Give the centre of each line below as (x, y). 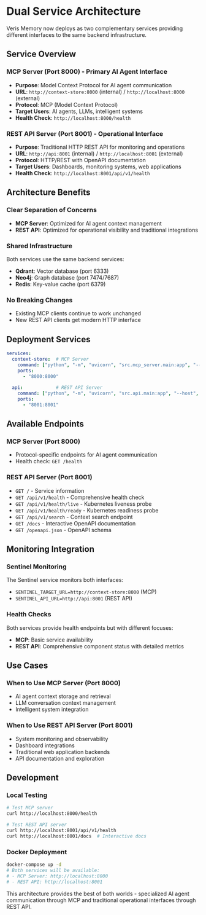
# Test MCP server (30, 808)
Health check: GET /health (49, 461)
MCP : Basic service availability (54, 640)
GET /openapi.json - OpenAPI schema (63, 530)
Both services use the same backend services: (65, 259)
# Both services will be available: (53, 870)
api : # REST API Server (57, 388)
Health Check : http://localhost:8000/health (73, 117)
